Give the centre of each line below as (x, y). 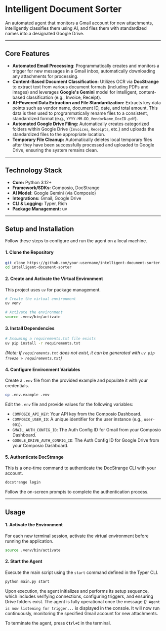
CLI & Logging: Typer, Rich (40, 203)
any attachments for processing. (45, 76)
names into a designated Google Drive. (45, 33)
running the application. (29, 541)
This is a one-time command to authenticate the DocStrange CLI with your (81, 468)
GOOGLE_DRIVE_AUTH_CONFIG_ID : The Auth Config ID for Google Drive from (86, 440)
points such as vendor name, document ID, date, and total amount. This (85, 108)
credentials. (17, 386)
